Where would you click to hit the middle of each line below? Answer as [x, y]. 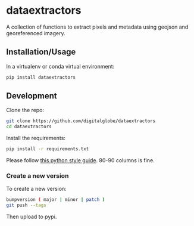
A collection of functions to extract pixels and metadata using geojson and [97, 27]
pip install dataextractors [41, 77]
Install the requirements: [36, 138]
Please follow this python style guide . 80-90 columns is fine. [80, 160]
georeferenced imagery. [36, 33]
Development [32, 96]
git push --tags [26, 205]
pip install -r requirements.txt [48, 149]
